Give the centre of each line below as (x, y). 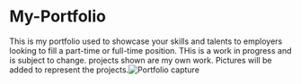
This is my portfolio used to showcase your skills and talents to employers (146, 41)
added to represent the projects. (69, 70)
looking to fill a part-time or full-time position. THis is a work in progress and (150, 50)
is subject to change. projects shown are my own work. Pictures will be (141, 60)
